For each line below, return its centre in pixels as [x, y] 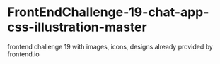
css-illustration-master [77, 27]
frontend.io [24, 54]
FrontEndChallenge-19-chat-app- [108, 12]
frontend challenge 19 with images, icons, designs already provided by [110, 46]
